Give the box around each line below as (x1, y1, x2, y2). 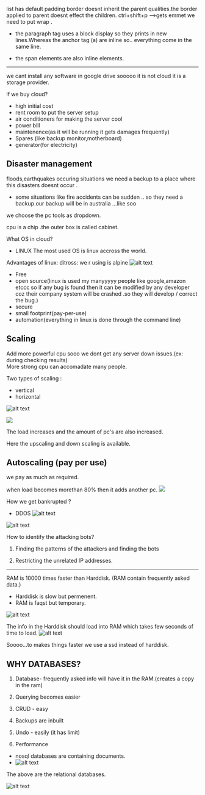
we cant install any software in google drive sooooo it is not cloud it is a (6, 73, 186, 79)
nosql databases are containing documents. (15, 752, 126, 760)
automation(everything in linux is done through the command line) (15, 316, 181, 323)
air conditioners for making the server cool (15, 115, 123, 123)
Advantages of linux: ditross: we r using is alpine (6, 258, 128, 266)
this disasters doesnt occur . (6, 181, 78, 188)
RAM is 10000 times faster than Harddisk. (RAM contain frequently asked (6, 574, 190, 582)
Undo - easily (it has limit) (15, 729, 81, 736)
